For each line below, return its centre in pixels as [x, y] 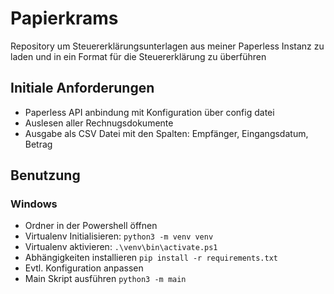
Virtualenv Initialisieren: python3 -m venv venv [119, 236]
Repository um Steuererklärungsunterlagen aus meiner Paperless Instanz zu [167, 46]
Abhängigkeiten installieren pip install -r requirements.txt [151, 258]
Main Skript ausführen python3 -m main [105, 279]
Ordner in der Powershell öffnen [91, 226]
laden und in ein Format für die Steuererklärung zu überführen [138, 56]
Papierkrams [64, 18]
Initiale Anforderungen [82, 88]
